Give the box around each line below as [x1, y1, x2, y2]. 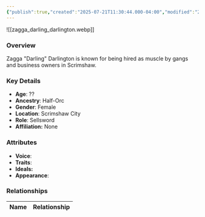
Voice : [15, 152, 32, 160]
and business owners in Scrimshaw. [6, 61, 96, 68]
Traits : [15, 158, 32, 166]
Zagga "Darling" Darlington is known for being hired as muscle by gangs [6, 54, 189, 62]
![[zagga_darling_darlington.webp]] [6, 26, 95, 33]
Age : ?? [15, 90, 35, 98]
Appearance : [15, 172, 49, 179]
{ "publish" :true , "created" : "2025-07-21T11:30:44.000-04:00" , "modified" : [6, 9, 195, 15]
